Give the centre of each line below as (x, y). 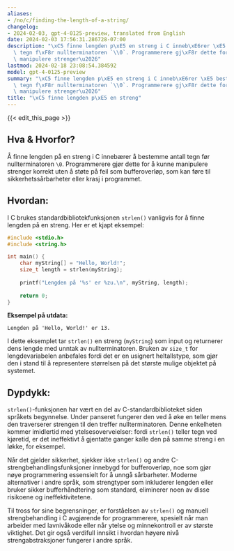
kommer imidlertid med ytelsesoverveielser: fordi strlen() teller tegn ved (112, 432)
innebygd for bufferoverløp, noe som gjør (152, 467)
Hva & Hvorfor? (41, 140)
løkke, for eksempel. (37, 446)
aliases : (20, 14)
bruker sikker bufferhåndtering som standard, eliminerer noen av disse (109, 490)
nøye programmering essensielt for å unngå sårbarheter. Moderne (102, 475)
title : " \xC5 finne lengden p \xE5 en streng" (74, 98)
